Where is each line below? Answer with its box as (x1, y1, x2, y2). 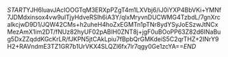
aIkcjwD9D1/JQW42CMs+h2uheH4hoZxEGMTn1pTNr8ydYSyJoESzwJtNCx (7, 21, 218, 28)
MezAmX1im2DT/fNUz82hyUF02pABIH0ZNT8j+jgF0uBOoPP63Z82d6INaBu (7, 27, 221, 36)
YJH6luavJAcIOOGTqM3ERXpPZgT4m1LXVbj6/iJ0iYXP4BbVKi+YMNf (26, 6, 222, 14)
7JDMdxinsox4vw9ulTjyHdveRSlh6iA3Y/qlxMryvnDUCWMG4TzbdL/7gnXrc (7, 13, 221, 21)
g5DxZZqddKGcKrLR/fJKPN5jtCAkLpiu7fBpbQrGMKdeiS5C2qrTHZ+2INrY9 (7, 35, 219, 43)
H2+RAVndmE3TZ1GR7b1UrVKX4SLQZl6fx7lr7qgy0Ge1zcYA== (7, 43, 183, 50)
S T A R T (7, 6, 27, 14)
